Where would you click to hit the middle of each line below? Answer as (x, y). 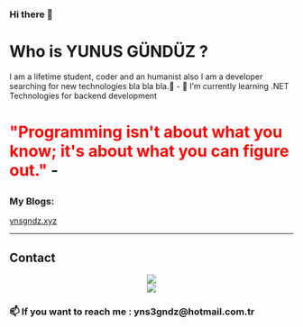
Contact (32, 257)
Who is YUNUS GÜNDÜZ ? (109, 52)
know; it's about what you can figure (149, 151)
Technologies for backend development (83, 95)
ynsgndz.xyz (33, 221)
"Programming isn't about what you (146, 132)
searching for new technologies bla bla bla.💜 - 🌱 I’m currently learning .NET (149, 86)
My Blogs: (32, 202)
